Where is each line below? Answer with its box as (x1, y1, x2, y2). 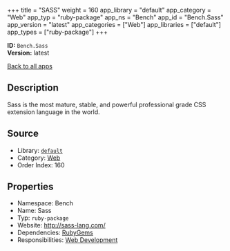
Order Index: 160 (17, 160, 65, 169)
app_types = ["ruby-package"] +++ (7, 28, 108, 36)
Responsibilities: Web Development (17, 236, 118, 244)
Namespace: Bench (17, 199, 74, 207)
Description (7, 82, 59, 94)
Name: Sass (17, 207, 52, 215)
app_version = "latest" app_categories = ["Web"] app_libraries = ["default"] (7, 21, 221, 28)
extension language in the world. (7, 107, 100, 116)
